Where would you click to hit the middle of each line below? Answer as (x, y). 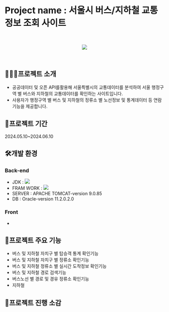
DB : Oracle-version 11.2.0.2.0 (43, 199)
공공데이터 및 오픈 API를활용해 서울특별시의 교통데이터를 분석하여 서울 (81, 87)
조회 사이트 (45, 23)
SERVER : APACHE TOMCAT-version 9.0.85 (57, 194)
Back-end (17, 170)
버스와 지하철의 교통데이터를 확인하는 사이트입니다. (73, 93)
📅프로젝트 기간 (26, 124)
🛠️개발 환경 (21, 153)
